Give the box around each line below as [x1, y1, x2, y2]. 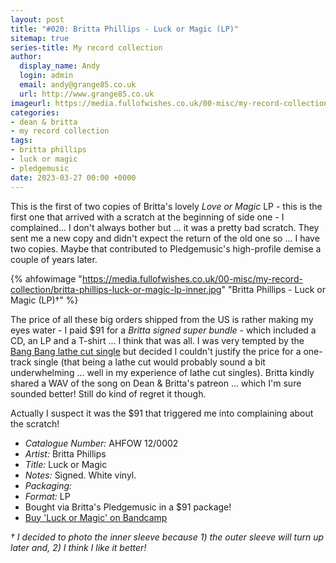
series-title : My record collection [10, 42, 163, 53]
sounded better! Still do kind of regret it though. [10, 387, 207, 400]
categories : [10, 107, 60, 118]
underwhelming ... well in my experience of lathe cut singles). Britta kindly [10, 366, 315, 378]
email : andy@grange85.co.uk [19, 80, 137, 90]
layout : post [10, 14, 65, 25]
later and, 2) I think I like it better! [10, 541, 147, 553]
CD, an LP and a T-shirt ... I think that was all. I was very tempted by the [10, 334, 305, 346]
